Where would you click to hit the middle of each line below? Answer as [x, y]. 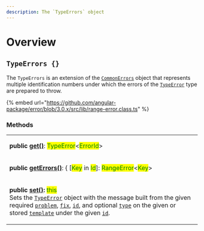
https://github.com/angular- [81, 102]
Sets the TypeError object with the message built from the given [100, 197]
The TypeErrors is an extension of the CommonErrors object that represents [98, 77]
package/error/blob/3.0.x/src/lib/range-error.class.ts [72, 109]
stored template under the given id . [60, 213]
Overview [31, 42]
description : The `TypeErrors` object [55, 12]
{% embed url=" [27, 102]
